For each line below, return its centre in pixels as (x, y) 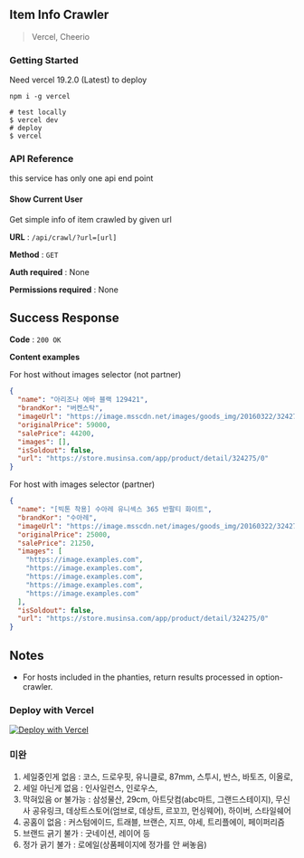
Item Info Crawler (59, 15)
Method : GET (34, 254)
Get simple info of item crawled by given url (90, 219)
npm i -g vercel (40, 97)
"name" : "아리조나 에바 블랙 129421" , (83, 400)
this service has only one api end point (81, 178)
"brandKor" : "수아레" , (57, 518)
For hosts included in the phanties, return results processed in (138, 677)
